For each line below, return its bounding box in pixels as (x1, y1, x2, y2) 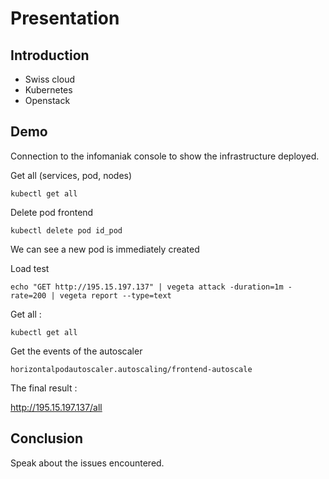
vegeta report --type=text (59, 290, 172, 301)
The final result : (10, 382, 78, 394)
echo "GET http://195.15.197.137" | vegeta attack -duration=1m (10, 282, 284, 292)
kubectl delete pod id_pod (10, 225, 123, 236)
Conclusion (10, 430, 84, 447)
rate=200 (10, 290, 47, 301)
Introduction (10, 47, 90, 64)
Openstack (24, 95, 71, 106)
